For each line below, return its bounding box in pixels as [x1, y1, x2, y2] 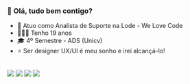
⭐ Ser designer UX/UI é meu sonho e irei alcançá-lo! [16, 47, 166, 55]
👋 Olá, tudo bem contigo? [7, 6, 93, 16]
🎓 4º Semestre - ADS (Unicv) [16, 37, 103, 45]
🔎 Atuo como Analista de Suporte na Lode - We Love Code [16, 22, 183, 30]
